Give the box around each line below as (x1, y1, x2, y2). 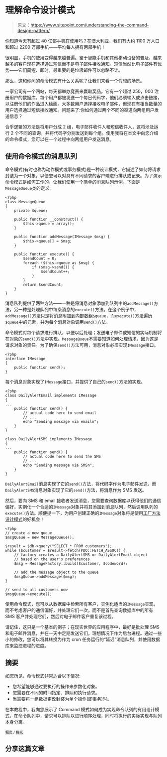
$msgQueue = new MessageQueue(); (5, 535, 75, 540)
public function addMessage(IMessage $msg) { (14, 234, 110, 239)
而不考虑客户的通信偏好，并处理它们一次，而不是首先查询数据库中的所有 (5, 607, 153, 613)
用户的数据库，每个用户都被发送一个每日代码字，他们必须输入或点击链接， (9, 94, 162, 100)
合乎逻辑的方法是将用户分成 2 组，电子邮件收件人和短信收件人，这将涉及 (5, 124, 154, 129)
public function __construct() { (14, 217, 83, 222)
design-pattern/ (17, 27, 50, 33)
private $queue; (14, 208, 48, 213)
